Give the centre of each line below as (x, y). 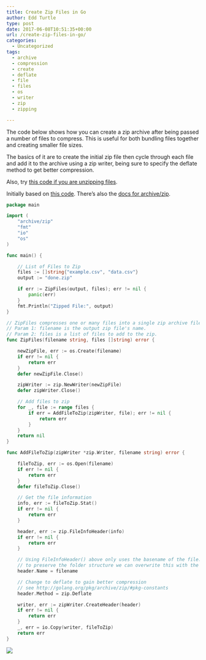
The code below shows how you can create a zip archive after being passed (103, 132)
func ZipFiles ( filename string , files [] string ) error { (81, 340)
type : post (20, 23)
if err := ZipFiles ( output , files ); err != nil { (82, 289)
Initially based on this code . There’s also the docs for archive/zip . (88, 193)
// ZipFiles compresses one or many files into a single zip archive (97, 323)
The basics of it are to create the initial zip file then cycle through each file (100, 156)
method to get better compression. (50, 170)
